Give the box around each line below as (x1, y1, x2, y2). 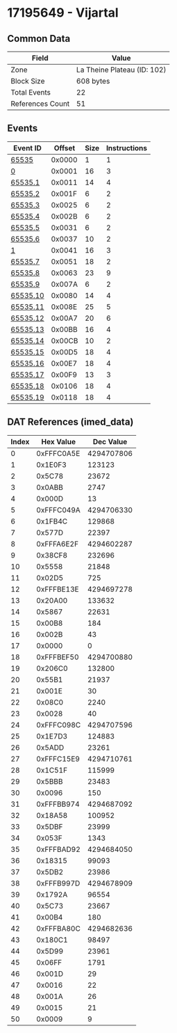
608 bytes (76, 77, 110, 86)
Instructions (106, 143, 148, 152)
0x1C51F (36, 765, 68, 775)
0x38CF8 (36, 550, 68, 560)
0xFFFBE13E (36, 584, 79, 594)
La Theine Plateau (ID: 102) (76, 65, 167, 74)
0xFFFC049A (36, 505, 81, 514)
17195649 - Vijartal (7, 5, 119, 21)
